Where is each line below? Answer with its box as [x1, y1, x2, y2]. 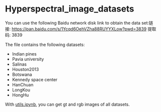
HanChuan [12, 82, 34, 87]
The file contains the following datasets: [5, 42, 85, 47]
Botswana [12, 71, 32, 77]
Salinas [12, 61, 27, 67]
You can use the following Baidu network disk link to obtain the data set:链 [5, 20, 154, 26]
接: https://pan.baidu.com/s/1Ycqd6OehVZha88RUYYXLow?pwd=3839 [5, 26, 147, 32]
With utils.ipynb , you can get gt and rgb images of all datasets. [5, 101, 130, 107]
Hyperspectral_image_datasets [5, 3, 134, 14]
